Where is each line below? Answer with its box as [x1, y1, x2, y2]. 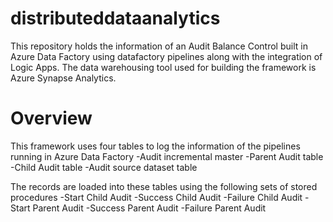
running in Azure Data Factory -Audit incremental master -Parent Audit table [10, 150, 324, 162]
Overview [10, 107, 93, 130]
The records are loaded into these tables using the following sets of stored [10, 180, 318, 192]
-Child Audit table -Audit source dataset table [10, 161, 198, 173]
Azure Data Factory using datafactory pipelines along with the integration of [10, 50, 323, 62]
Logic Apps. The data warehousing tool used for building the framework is [10, 61, 317, 73]
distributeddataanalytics [10, 7, 221, 30]
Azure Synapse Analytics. [10, 72, 117, 84]
